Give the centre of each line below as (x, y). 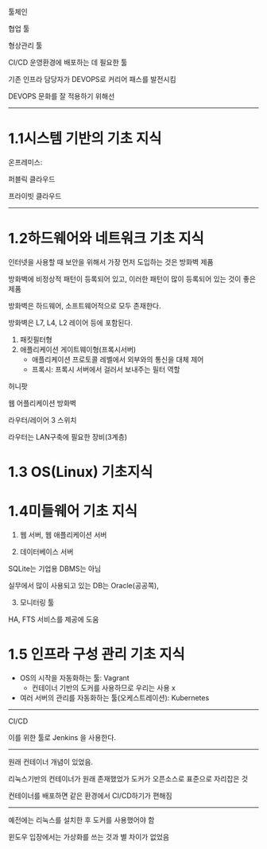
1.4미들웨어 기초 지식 (73, 512)
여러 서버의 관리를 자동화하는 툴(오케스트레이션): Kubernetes (114, 697)
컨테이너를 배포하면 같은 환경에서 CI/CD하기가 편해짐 (90, 795)
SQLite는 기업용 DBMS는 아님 (55, 568)
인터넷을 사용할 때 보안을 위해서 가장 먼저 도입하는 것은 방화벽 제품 (111, 262)
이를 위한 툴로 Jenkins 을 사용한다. (62, 737)
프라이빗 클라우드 (35, 196)
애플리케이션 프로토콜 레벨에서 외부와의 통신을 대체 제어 (118, 359)
